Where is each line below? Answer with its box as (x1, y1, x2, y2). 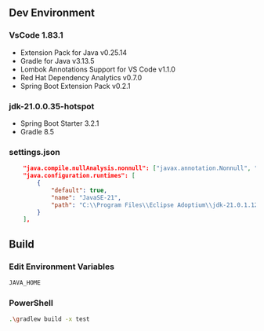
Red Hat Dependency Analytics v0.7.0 (20, 72, 143, 82)
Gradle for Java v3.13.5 (20, 56, 95, 65)
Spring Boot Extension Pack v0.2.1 (20, 81, 131, 90)
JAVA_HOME (9, 278, 42, 286)
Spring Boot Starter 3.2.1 (20, 118, 99, 128)
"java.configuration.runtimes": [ (23, 172, 136, 180)
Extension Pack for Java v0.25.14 (20, 47, 128, 57)
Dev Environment (9, 6, 96, 20)
